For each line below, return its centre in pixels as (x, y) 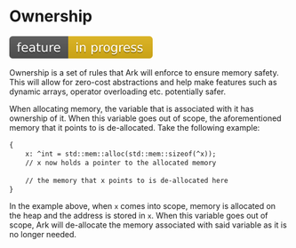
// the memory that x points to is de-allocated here (127, 180)
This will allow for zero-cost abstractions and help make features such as (143, 82)
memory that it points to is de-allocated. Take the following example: (135, 127)
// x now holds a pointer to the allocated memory (121, 163)
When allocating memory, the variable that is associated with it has (132, 108)
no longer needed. (43, 234)
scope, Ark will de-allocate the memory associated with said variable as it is (148, 225)
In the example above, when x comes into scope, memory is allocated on (143, 205)
